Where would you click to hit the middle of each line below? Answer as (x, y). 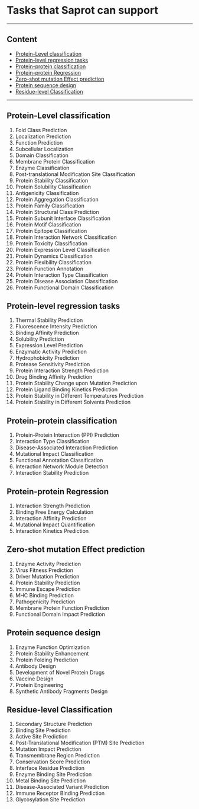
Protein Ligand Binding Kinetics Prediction (66, 389)
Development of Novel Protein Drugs (60, 672)
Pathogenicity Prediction (45, 602)
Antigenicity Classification (47, 193)
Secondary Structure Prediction (54, 724)
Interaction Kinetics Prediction (52, 531)
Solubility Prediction (40, 339)
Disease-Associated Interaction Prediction (66, 447)
